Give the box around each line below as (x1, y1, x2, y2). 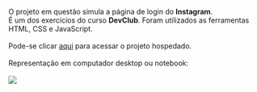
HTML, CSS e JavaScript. (8, 24, 93, 33)
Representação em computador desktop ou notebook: (8, 58, 189, 68)
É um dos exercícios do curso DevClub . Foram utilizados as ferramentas (8, 15, 250, 25)
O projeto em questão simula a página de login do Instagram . (8, 7, 213, 16)
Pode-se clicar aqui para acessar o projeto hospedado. (8, 41, 192, 51)
